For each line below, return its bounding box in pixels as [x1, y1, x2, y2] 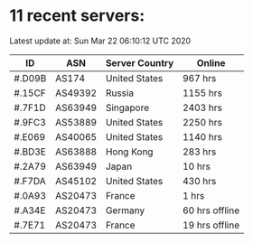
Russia [105, 87, 134, 99]
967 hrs [182, 71, 217, 84]
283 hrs [182, 145, 217, 158]
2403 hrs [182, 101, 223, 114]
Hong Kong [105, 145, 154, 158]
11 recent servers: [9, 5, 145, 26]
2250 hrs [182, 116, 223, 128]
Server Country [105, 56, 174, 69]
